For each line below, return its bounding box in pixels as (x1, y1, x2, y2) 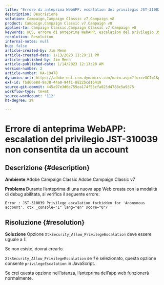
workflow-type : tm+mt (5, 89, 49, 94)
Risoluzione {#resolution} (5, 218, 85, 226)
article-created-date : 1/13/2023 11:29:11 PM (5, 52, 99, 58)
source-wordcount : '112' (5, 93, 56, 98)
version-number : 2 (5, 66, 42, 71)
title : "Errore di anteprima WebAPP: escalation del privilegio (5, 7, 139, 12)
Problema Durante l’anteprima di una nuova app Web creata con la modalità (5, 186, 158, 192)
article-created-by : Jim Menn (5, 48, 67, 53)
